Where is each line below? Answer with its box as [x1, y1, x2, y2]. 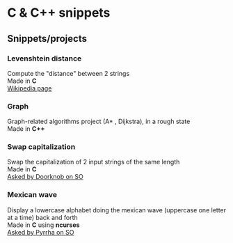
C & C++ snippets [7, 5, 111, 21]
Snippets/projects [7, 33, 87, 45]
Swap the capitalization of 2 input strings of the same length [7, 158, 180, 166]
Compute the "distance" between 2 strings [7, 69, 130, 77]
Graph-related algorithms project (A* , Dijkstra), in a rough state [7, 117, 191, 126]
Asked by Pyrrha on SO [7, 228, 74, 236]
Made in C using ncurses [7, 221, 80, 229]
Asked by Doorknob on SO [7, 173, 83, 181]
